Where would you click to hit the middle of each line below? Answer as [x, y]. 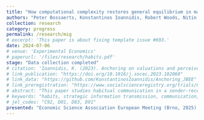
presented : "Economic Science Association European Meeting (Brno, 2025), [103, 108]
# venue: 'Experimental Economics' [51, 52]
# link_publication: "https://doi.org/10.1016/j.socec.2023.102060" [95, 74]
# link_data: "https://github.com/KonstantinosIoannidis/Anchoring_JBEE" [102, 79]
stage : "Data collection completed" [53, 62]
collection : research [34, 23]
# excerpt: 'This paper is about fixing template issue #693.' [88, 40]
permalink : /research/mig [39, 35]
